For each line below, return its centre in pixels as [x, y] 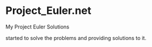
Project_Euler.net [48, 11]
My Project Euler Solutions [38, 27]
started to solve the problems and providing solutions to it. [76, 38]
